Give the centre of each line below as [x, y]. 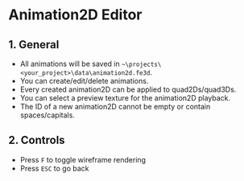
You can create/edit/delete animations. [84, 81]
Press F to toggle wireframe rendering [83, 159]
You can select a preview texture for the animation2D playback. [125, 98]
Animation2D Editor [75, 15]
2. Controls [37, 140]
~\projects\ [141, 64]
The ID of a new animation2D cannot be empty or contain [115, 107]
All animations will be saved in [70, 64]
